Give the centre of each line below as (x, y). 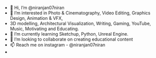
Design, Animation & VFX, (36, 18)
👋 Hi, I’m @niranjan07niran (37, 8)
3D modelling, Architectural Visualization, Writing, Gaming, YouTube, (80, 23)
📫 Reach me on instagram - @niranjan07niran (57, 45)
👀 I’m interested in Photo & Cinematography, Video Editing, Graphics (80, 13)
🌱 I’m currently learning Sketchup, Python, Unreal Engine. (69, 34)
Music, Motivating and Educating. (44, 29)
